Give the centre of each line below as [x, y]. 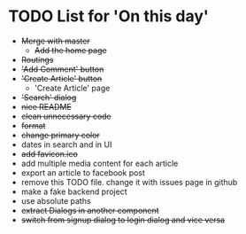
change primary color [61, 135]
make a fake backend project [74, 191]
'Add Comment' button [62, 69]
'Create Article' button [61, 78]
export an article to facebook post [83, 172]
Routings [37, 59]
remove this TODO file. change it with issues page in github [129, 182]
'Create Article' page [72, 88]
